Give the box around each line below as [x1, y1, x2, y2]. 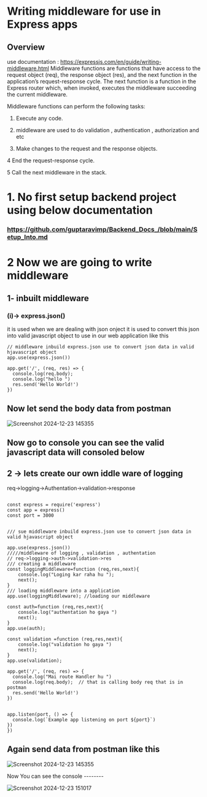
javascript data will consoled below [7, 447, 145, 458]
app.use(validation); [7, 658, 63, 664]
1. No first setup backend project [7, 190, 177, 204]
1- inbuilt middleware [7, 293, 90, 304]
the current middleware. [7, 91, 68, 98]
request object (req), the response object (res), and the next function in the [7, 71, 197, 78]
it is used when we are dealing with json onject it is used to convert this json [7, 325, 200, 332]
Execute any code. [15, 115, 63, 122]
